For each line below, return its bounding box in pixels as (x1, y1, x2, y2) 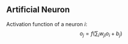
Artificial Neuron (6, 5, 70, 15)
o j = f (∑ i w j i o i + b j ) (79, 30, 123, 38)
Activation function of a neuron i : (6, 20, 88, 27)
